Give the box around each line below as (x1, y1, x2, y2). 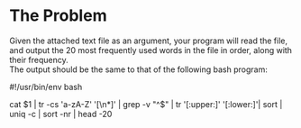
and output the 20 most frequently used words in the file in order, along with (9, 44, 293, 55)
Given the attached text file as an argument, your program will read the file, (9, 35, 288, 46)
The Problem (9, 5, 107, 26)
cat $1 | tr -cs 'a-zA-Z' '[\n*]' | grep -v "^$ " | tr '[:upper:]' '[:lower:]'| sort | (9, 98, 283, 109)
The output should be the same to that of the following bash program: (9, 64, 268, 75)
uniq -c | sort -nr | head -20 (9, 108, 113, 119)
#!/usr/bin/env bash (9, 81, 83, 92)
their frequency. (9, 54, 69, 65)
